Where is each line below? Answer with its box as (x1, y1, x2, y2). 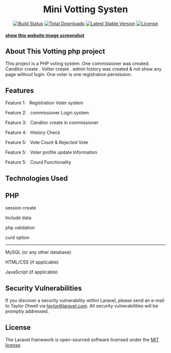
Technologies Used (5, 174, 68, 182)
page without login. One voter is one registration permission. (5, 72, 132, 78)
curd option (5, 234, 30, 241)
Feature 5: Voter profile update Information (5, 149, 98, 155)
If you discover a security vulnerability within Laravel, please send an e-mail (5, 297, 164, 303)
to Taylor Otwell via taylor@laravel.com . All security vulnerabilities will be (5, 303, 159, 309)
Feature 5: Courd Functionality (5, 159, 71, 166)
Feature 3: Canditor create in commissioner (5, 120, 99, 126)
